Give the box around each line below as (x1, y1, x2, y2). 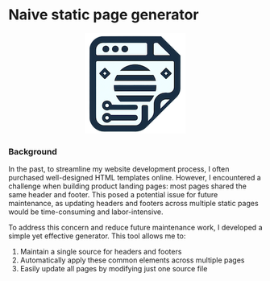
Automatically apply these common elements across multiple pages (19, 255, 245, 265)
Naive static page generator (8, 6, 199, 24)
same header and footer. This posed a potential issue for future (8, 190, 218, 200)
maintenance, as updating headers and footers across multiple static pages (8, 199, 260, 209)
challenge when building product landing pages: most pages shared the (8, 181, 247, 191)
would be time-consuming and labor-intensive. (8, 207, 164, 217)
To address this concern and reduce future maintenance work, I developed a (8, 223, 263, 233)
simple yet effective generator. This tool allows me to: (8, 231, 186, 241)
